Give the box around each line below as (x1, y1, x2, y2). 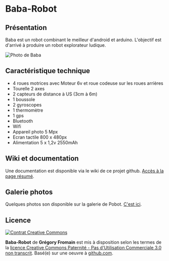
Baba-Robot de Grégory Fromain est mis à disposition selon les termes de (5, 239, 161, 245)
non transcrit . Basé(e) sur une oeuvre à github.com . (5, 250, 113, 256)
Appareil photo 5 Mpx (12, 128, 58, 135)
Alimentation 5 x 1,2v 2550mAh (12, 139, 78, 145)
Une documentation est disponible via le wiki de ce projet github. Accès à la (5, 168, 164, 174)
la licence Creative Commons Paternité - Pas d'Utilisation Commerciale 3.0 (5, 245, 162, 251)
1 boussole (12, 96, 36, 102)
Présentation (5, 23, 47, 32)
